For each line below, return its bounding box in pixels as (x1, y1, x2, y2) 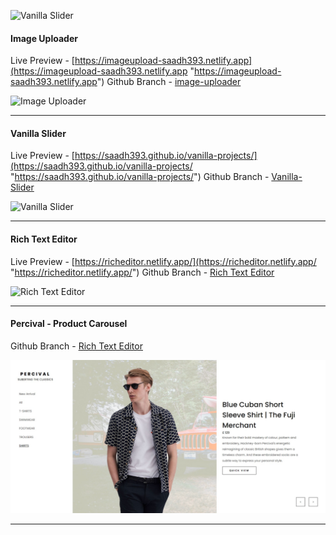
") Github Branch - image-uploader (96, 76, 242, 88)
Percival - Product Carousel (10, 318, 128, 330)
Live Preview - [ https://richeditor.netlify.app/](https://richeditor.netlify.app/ (10, 255, 317, 267)
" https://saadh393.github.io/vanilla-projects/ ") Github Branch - (10, 171, 270, 183)
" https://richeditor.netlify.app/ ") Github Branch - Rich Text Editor (10, 266, 275, 278)
